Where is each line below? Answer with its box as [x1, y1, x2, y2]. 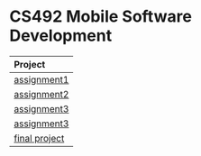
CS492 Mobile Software [9, 6, 192, 27]
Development [9, 25, 113, 46]
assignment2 [14, 87, 69, 100]
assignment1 [14, 73, 69, 86]
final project [14, 132, 65, 144]
